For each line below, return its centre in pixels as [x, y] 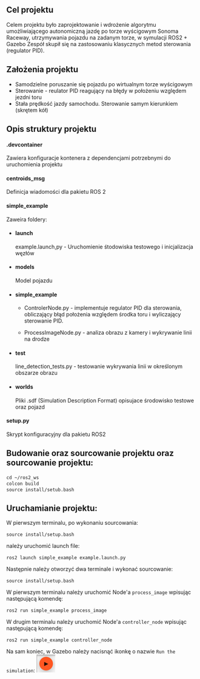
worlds [24, 387]
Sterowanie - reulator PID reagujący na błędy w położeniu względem [101, 90]
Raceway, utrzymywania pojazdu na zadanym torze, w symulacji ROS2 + [97, 37]
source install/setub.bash [40, 490]
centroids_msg [26, 178]
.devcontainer [25, 145]
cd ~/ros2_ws [23, 477]
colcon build [23, 483]
